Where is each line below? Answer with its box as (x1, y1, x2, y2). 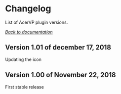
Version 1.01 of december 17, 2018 (5, 43, 111, 52)
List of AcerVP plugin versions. (5, 19, 68, 25)
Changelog (5, 3, 51, 14)
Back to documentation (5, 29, 53, 35)
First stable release (5, 84, 44, 90)
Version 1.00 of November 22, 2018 (5, 71, 116, 79)
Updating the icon (5, 56, 42, 62)
